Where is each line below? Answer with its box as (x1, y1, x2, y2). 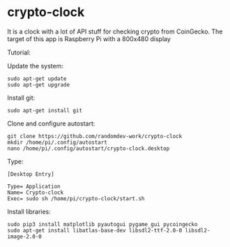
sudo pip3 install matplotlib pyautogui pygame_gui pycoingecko (7, 220, 198, 227)
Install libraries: (7, 207, 51, 216)
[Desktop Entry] (7, 170, 54, 178)
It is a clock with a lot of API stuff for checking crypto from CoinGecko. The (7, 27, 223, 36)
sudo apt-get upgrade (7, 81, 70, 88)
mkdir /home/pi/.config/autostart (7, 139, 108, 146)
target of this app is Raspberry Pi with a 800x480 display (7, 34, 171, 43)
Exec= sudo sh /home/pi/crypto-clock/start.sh (7, 195, 145, 202)
